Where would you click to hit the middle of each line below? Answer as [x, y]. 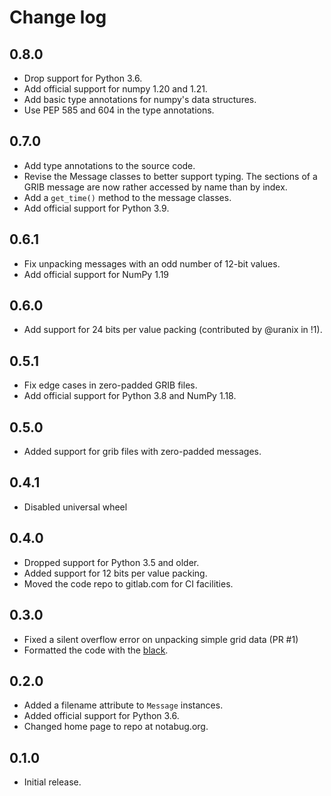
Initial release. [52, 782]
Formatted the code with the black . [96, 650]
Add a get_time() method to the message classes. [127, 197]
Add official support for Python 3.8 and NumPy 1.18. [130, 396]
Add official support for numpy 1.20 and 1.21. [115, 89]
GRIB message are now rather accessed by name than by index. [155, 187]
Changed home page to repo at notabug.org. [116, 727]
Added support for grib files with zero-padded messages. [142, 452]
